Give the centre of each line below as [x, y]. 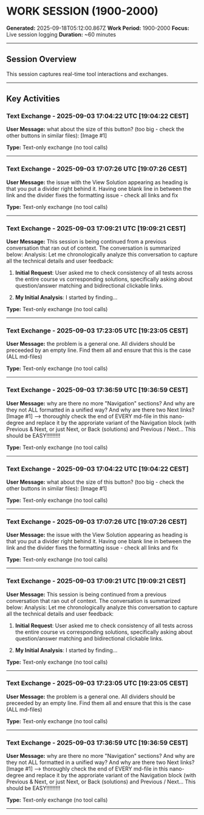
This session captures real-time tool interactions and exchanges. [87, 74]
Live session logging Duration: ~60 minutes [61, 34]
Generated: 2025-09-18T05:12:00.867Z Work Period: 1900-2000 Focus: [98, 28]
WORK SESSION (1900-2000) [83, 11]
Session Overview [42, 59]
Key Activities [33, 99]
